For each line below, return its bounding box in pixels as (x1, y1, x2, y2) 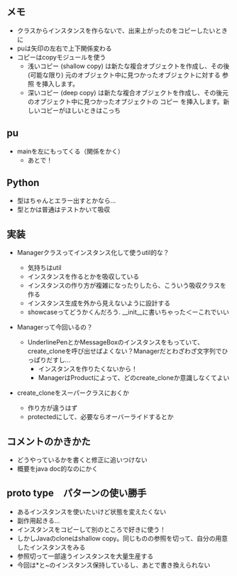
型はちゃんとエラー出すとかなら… (16, 197, 116, 205)
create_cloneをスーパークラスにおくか (16, 388, 129, 397)
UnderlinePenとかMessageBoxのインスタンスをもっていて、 (27, 338, 204, 347)
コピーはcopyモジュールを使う (16, 53, 106, 61)
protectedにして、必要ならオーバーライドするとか (27, 413, 175, 421)
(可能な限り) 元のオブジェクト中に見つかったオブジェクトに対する (27, 70, 221, 79)
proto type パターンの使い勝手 (6, 487, 147, 499)
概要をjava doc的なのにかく (16, 464, 99, 473)
